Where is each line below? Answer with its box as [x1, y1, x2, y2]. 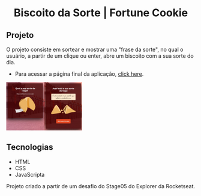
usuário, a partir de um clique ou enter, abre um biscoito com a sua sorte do [6, 52, 194, 60]
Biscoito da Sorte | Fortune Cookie [14, 6, 188, 20]
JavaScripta [14, 171, 45, 178]
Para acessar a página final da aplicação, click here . [14, 70, 144, 78]
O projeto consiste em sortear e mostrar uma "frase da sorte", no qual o [6, 46, 184, 53]
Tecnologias [6, 142, 53, 153]
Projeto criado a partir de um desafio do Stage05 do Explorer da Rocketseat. [6, 182, 195, 189]
